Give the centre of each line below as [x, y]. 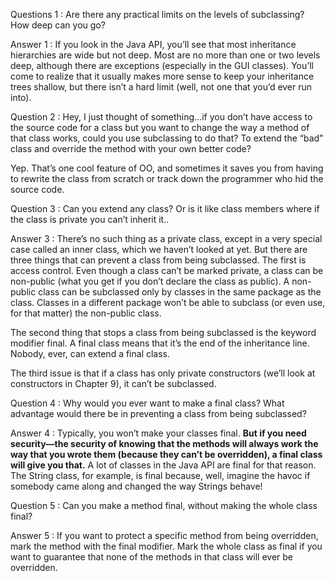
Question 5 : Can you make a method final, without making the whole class [164, 505]
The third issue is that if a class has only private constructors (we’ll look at [163, 373]
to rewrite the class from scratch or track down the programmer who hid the [167, 178]
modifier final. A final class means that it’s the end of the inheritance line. [160, 343]
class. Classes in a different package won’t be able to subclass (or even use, [168, 302]
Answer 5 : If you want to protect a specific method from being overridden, [164, 535]
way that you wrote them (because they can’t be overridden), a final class [166, 454]
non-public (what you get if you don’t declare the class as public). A [150, 281]
